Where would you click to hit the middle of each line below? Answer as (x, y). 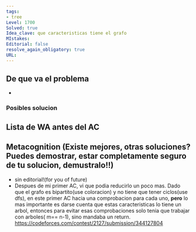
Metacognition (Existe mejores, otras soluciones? (98, 147)
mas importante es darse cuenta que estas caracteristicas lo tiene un (98, 204)
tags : (13, 11)
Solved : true (22, 28)
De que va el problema (48, 79)
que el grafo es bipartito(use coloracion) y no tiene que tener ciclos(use (101, 192)
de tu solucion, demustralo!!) (60, 166)
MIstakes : (18, 39)
